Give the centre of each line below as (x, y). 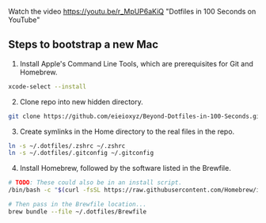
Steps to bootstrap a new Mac (84, 45)
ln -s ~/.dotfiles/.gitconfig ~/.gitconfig (81, 153)
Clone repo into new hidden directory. (82, 101)
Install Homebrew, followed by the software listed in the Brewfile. (125, 168)
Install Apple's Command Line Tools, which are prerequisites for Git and (136, 63)
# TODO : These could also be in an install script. (95, 183)
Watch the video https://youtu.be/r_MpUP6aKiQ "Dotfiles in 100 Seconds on (132, 11)
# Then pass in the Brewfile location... (78, 205)
